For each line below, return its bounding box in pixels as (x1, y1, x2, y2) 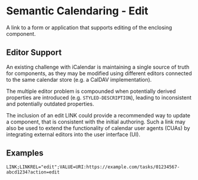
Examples (6, 148, 44, 159)
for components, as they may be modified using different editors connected (6, 70, 192, 77)
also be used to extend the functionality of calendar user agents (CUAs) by (6, 124, 190, 132)
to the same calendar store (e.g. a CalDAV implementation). (6, 76, 152, 83)
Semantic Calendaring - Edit (6, 4, 148, 18)
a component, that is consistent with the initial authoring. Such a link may (6, 118, 186, 125)
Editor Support (6, 48, 62, 58)
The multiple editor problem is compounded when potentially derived (6, 88, 176, 95)
